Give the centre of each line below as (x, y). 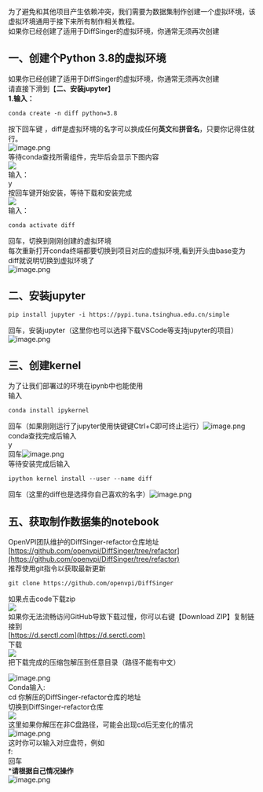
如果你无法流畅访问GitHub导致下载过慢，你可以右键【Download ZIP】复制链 (131, 617)
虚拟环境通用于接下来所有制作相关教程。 (73, 21)
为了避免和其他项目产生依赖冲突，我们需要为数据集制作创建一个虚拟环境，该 (132, 11)
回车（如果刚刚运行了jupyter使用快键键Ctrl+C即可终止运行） (106, 426)
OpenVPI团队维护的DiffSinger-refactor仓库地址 (84, 542)
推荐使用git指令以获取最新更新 (57, 569)
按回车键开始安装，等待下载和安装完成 (70, 192)
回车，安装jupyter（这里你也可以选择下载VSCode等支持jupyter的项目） (123, 330)
